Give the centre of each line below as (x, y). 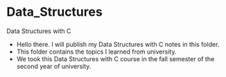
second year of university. (54, 66)
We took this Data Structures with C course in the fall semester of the (115, 58)
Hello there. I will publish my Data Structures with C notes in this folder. (118, 44)
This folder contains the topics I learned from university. (96, 52)
